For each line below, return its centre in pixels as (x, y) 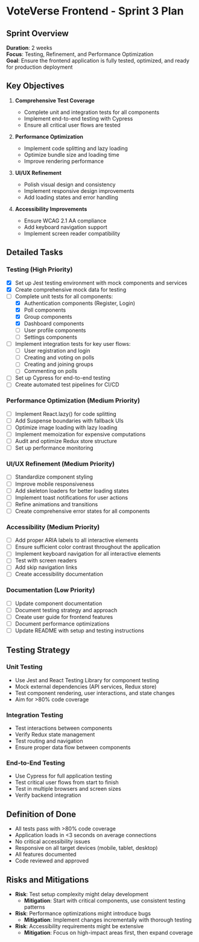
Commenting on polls (50, 371)
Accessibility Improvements (51, 209)
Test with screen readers (46, 560)
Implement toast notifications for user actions (71, 497)
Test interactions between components (64, 728)
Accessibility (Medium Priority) (53, 527)
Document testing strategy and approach (66, 610)
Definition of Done (41, 814)
